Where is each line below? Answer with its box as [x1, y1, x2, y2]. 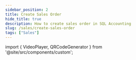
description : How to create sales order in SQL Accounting [5, 21, 131, 26]
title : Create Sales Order [5, 12, 62, 17]
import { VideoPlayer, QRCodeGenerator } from [5, 44, 102, 50]
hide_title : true [5, 16, 42, 21]
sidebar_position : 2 [5, 7, 49, 12]
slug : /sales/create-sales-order [5, 26, 75, 31]
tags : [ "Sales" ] [5, 30, 39, 35]
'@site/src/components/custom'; [5, 49, 74, 55]
